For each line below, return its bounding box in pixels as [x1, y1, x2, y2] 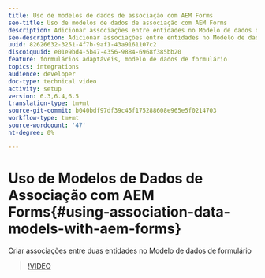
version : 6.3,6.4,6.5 [8, 92, 80, 100]
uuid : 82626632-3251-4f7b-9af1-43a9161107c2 [8, 41, 157, 49]
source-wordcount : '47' [8, 121, 87, 129]
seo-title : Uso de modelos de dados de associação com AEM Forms [8, 19, 227, 27]
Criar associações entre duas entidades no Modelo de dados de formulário [8, 246, 252, 255]
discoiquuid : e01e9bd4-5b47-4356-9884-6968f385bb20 [8, 48, 181, 56]
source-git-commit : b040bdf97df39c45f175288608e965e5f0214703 [8, 107, 217, 115]
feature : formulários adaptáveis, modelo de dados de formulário [8, 56, 227, 64]
